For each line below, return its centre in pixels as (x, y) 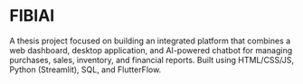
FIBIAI (32, 16)
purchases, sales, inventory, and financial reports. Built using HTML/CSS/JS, (152, 60)
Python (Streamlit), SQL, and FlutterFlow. (85, 70)
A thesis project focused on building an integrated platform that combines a (150, 41)
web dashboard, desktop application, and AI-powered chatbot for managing (151, 50)
